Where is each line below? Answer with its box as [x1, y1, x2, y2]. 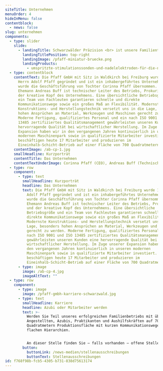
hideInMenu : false [5, 16, 42, 21]
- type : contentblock [9, 70, 53, 75]
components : [5, 34, 29, 39]
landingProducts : [22, 61, 57, 66]
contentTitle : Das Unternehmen [14, 156, 77, 161]
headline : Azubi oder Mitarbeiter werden [22, 305, 108, 310]
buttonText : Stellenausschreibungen [26, 354, 101, 359]
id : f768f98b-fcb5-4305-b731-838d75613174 [5, 359, 92, 364]
